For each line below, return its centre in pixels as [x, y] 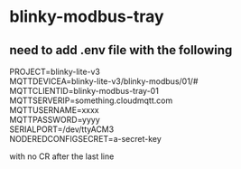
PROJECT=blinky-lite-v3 [55, 71]
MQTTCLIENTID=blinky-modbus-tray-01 [84, 91]
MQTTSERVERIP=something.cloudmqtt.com [91, 100]
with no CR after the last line [62, 156]
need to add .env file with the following [121, 50]
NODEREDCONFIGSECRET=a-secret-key [86, 139]
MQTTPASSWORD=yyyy [55, 120]
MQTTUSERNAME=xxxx [54, 110]
